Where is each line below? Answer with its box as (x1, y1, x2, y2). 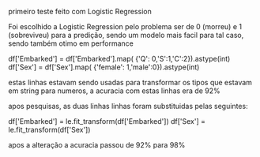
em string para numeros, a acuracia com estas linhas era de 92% (8, 86, 220, 95)
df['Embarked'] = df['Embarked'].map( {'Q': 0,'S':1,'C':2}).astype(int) (8, 54, 231, 63)
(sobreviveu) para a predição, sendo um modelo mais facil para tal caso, (8, 31, 244, 39)
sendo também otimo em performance (8, 39, 134, 48)
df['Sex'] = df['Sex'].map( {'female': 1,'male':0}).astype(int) (8, 62, 200, 72)
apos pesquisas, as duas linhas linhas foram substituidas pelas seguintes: (8, 102, 248, 110)
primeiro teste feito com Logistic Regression (8, 7, 152, 16)
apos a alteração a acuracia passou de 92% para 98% (8, 140, 186, 149)
